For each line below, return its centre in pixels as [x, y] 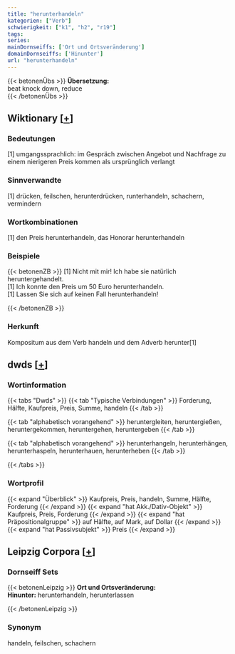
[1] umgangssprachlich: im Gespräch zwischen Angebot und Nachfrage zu [117, 154]
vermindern [24, 203]
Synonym [24, 628]
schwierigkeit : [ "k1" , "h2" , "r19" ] [62, 27]
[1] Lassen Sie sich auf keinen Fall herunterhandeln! [83, 294]
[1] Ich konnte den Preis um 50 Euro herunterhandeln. [86, 287]
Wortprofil [26, 483]
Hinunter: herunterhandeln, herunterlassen [71, 595]
